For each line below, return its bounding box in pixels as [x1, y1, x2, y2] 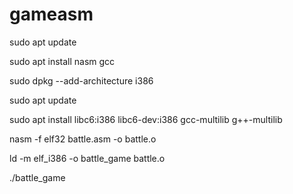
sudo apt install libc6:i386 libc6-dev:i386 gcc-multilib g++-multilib [9, 113, 283, 125]
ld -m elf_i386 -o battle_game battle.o [9, 152, 166, 164]
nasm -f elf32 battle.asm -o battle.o [9, 133, 157, 145]
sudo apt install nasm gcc [9, 55, 116, 67]
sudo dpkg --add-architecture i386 [9, 74, 154, 87]
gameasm [9, 3, 94, 26]
